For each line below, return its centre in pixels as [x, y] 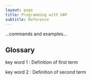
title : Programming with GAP [36, 15]
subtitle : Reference [27, 19]
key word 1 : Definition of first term [42, 62]
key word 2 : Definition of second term [46, 72]
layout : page [19, 10]
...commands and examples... [36, 34]
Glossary [20, 50]
